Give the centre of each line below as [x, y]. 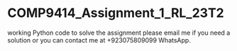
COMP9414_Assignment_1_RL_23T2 [116, 13]
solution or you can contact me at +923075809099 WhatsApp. [99, 40]
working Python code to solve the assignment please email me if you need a [119, 33]
